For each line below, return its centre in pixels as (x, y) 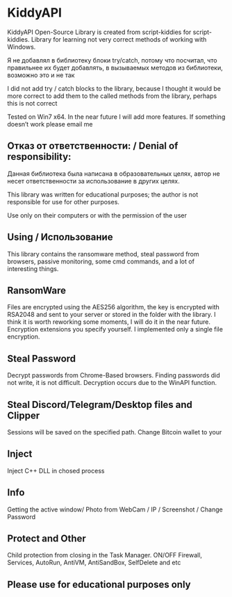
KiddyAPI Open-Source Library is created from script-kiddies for (99, 32)
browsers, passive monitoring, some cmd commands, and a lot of (101, 261)
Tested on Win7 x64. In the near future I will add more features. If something (116, 117)
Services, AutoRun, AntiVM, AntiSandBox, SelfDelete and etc (94, 563)
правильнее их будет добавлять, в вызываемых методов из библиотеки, (115, 67)
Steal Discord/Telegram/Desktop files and (100, 404)
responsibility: (39, 157)
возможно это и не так (41, 75)
